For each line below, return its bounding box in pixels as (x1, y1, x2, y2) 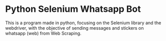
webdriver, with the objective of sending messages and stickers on (5, 25, 144, 31)
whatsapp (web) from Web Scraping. (5, 30, 81, 36)
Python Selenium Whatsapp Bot (5, 3, 141, 15)
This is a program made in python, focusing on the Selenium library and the (5, 20, 161, 26)
